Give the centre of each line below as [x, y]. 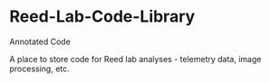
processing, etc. [39, 69]
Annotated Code [40, 41]
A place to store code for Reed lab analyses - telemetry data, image [135, 59]
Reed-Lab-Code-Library [102, 17]
